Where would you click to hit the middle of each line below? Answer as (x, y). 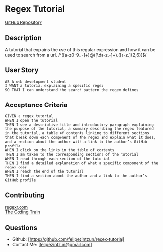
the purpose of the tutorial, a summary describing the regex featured (79, 129)
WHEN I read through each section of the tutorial (58, 159)
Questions (21, 227)
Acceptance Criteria (36, 105)
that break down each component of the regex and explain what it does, (81, 138)
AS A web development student (36, 82)
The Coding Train (22, 212)
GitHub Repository (24, 22)
